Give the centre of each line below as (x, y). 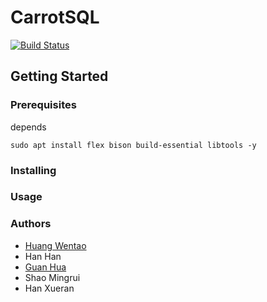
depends (28, 127)
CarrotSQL (55, 17)
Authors (31, 224)
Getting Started (59, 76)
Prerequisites (43, 105)
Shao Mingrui (52, 277)
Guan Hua (45, 267)
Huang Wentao (55, 245)
